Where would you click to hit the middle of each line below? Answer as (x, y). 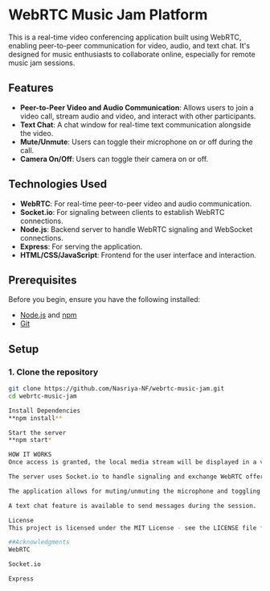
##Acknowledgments (39, 542)
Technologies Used (57, 184)
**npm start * (30, 440)
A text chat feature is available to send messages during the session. (133, 506)
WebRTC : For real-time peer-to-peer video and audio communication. (136, 204)
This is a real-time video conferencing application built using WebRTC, (125, 37)
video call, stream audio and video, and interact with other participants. (138, 116)
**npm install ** (35, 418)
